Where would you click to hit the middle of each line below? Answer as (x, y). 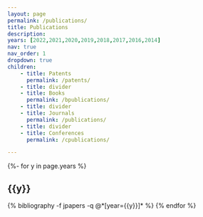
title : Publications (38, 27)
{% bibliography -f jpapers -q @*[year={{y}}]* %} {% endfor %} (102, 206)
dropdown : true (30, 60)
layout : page (27, 14)
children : (22, 67)
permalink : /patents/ (58, 80)
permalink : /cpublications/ (68, 139)
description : (27, 34)
